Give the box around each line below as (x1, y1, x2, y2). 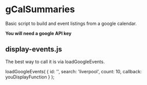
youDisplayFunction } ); (5, 74, 55, 80)
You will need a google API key (5, 30, 72, 36)
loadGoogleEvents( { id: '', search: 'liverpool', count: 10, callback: (5, 68, 142, 74)
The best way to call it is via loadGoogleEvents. (5, 59, 105, 65)
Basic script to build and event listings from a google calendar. (5, 20, 137, 26)
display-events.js (5, 45, 62, 54)
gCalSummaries (5, 4, 75, 15)
